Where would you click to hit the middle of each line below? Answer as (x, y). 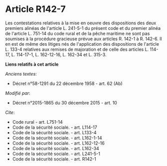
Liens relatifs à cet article (32, 64)
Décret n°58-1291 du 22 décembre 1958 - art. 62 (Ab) (68, 83)
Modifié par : (18, 93)
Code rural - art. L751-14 (38, 122)
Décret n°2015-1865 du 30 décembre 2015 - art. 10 (65, 102)
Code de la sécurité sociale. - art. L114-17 (55, 127)
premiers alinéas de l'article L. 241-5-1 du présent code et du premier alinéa (83, 28)
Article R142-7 (35, 9)
